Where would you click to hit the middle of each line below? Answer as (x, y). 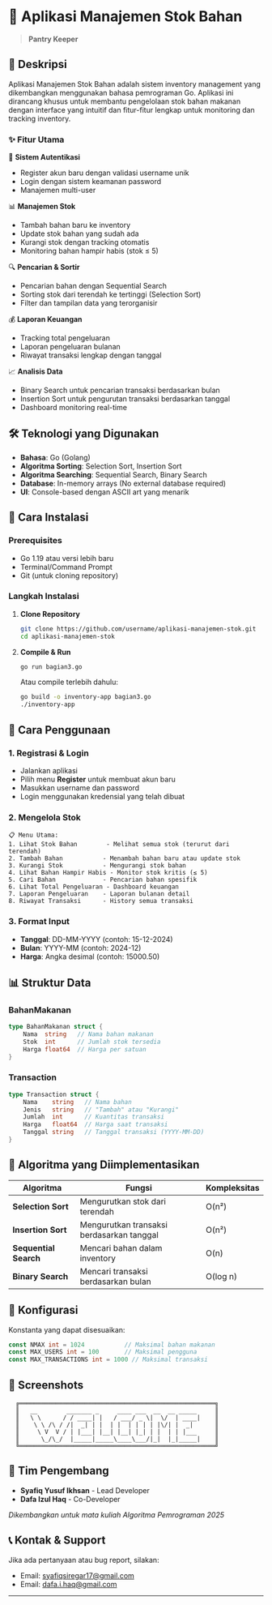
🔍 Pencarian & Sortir (44, 267)
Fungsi (138, 1188)
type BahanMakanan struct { (56, 1027)
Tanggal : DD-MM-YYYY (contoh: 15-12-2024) (96, 939)
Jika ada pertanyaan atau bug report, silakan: (84, 1560)
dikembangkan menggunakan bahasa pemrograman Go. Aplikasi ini (121, 92)
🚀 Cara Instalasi (49, 518)
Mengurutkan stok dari (123, 1201)
